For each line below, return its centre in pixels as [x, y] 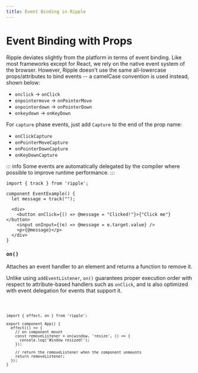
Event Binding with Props [69, 41]
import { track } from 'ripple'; [47, 183]
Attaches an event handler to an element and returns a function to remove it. [99, 266]
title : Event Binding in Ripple [46, 12]
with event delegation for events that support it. [64, 290]
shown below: [23, 82]
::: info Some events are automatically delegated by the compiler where [93, 166]
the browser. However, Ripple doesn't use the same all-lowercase [86, 70]
